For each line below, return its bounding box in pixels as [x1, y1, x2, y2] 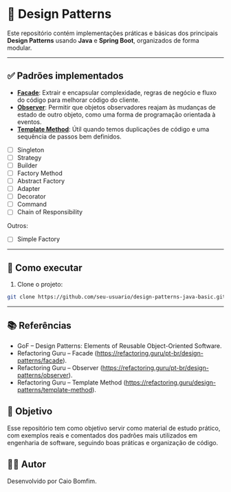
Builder [16, 161, 38, 170]
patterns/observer [16, 371, 69, 379]
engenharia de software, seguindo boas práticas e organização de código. [7, 438, 219, 447]
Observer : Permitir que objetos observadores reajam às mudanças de [16, 103, 216, 111]
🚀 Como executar [7, 262, 82, 274]
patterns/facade [16, 356, 63, 365]
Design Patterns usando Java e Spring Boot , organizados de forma [7, 36, 199, 44]
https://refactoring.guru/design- [125, 378, 217, 387]
